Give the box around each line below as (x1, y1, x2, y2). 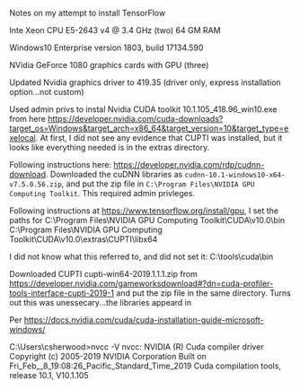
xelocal (9, 133, 36, 143)
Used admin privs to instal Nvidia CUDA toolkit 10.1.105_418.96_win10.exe (9, 104, 278, 115)
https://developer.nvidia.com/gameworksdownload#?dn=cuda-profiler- (9, 278, 274, 289)
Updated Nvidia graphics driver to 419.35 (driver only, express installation (9, 77, 281, 88)
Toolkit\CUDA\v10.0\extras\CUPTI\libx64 (9, 234, 158, 245)
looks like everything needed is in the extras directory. (9, 143, 210, 152)
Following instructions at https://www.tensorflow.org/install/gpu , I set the (9, 205, 279, 216)
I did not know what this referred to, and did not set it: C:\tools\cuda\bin (9, 251, 274, 262)
